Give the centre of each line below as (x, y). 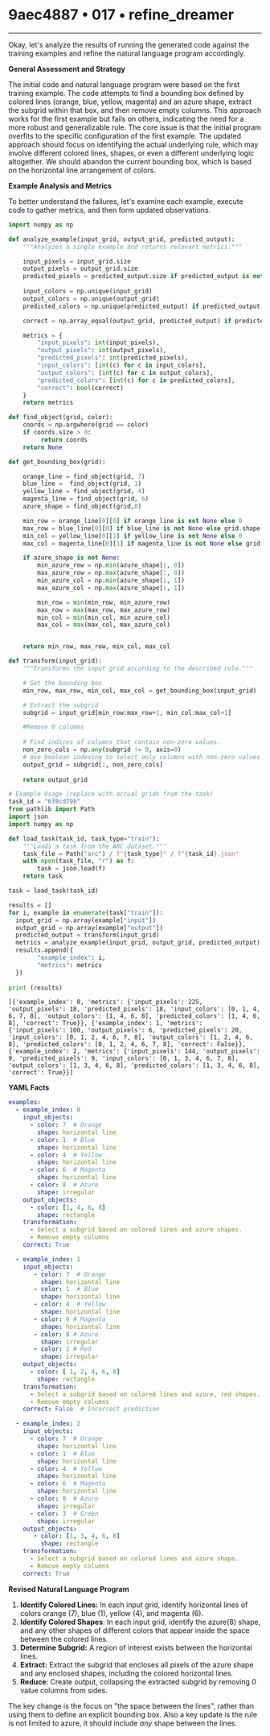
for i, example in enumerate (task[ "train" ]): (86, 912)
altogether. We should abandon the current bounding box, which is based (130, 161)
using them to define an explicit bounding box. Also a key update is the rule (133, 1714)
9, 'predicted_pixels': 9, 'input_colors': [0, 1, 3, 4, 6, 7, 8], (124, 1059)
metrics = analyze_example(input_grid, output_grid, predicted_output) (138, 943)
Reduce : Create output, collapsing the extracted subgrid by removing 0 (138, 1681)
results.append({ (45, 950)
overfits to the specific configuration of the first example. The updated (125, 135)
